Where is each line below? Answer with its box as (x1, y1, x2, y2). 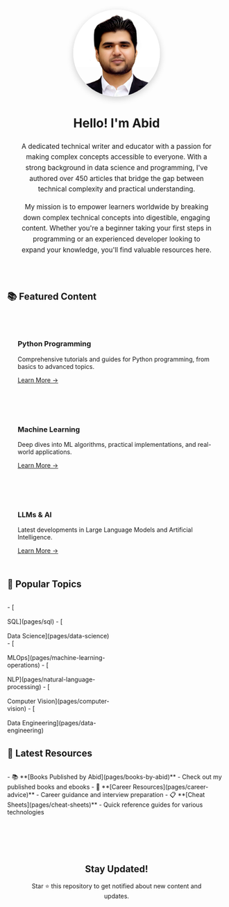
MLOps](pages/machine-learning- (7, 654, 105, 662)
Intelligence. (17, 533, 53, 542)
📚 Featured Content (7, 290, 97, 302)
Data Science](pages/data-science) (7, 632, 110, 640)
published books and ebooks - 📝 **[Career (7, 783, 132, 791)
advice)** (7, 791, 35, 799)
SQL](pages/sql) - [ (7, 617, 63, 626)
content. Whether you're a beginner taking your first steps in (22, 223, 212, 233)
